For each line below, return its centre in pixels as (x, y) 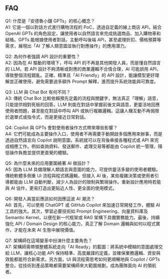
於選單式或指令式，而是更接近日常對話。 (47, 117)
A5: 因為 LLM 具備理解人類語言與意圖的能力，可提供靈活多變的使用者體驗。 (83, 169)
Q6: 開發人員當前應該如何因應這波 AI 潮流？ (50, 199)
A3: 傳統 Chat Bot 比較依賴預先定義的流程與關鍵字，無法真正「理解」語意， (83, 98)
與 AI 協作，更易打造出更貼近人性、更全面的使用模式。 (61, 188)
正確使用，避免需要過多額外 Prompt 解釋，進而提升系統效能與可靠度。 (86, 81)
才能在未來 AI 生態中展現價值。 (46, 230)
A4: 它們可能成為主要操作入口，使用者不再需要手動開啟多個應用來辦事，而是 (84, 134)
